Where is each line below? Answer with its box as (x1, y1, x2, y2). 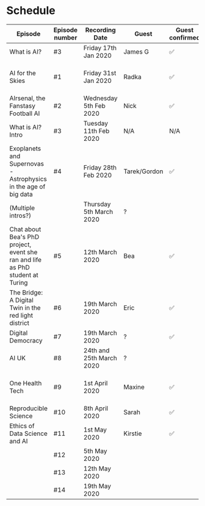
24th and (83, 346, 110, 354)
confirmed (169, 33, 200, 41)
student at (9, 271, 38, 279)
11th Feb (83, 126, 110, 135)
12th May (83, 464, 112, 472)
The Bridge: (9, 288, 43, 296)
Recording (85, 26, 116, 34)
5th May (83, 446, 107, 455)
